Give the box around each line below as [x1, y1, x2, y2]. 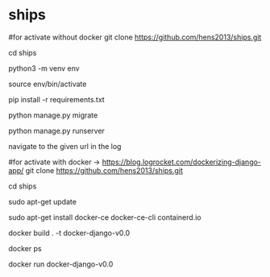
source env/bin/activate [8, 79, 87, 89]
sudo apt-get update [8, 196, 77, 206]
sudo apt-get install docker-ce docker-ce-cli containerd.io [8, 212, 201, 222]
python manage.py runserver [8, 126, 105, 135]
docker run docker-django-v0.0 [8, 259, 114, 269]
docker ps [8, 243, 42, 253]
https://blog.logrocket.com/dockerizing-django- [102, 157, 262, 167]
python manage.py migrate [8, 110, 98, 120]
